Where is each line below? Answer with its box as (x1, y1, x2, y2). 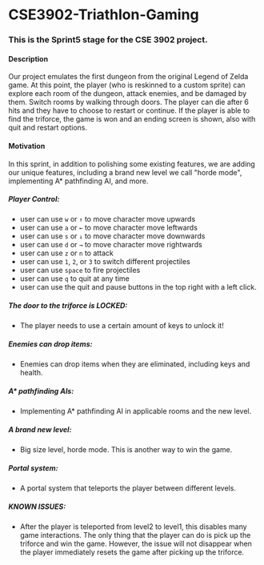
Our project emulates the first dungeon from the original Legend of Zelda (8, 72, 249, 82)
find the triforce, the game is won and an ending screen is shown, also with (8, 114, 256, 124)
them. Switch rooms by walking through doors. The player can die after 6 (8, 98, 250, 107)
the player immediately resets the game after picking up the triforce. (19, 547, 245, 557)
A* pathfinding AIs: (8, 387, 74, 396)
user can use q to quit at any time (19, 274, 130, 283)
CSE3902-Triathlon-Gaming (8, 6, 199, 24)
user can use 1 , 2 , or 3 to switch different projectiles (19, 257, 190, 266)
